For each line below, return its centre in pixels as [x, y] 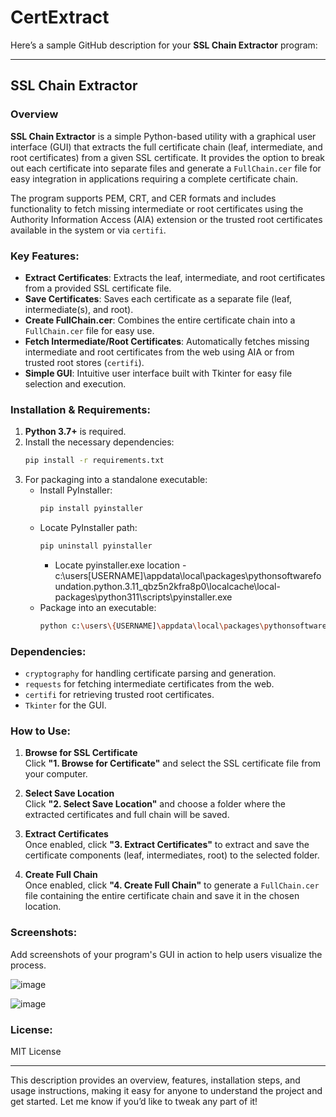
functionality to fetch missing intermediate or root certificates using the [157, 208]
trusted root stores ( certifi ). [84, 362]
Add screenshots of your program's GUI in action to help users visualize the [166, 954]
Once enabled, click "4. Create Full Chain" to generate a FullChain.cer [172, 885]
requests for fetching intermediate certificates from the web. [149, 684]
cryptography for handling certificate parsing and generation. [150, 673]
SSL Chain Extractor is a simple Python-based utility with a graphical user [163, 136]
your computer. [56, 774]
